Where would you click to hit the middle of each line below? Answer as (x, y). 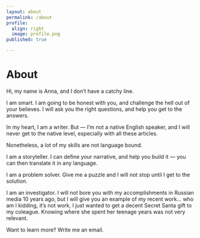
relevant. (17, 218)
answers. (17, 115)
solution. (17, 181)
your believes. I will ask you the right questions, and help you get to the (94, 109)
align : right (28, 28)
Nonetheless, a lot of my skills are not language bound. (74, 145)
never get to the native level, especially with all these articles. (82, 133)
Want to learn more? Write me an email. (55, 230)
